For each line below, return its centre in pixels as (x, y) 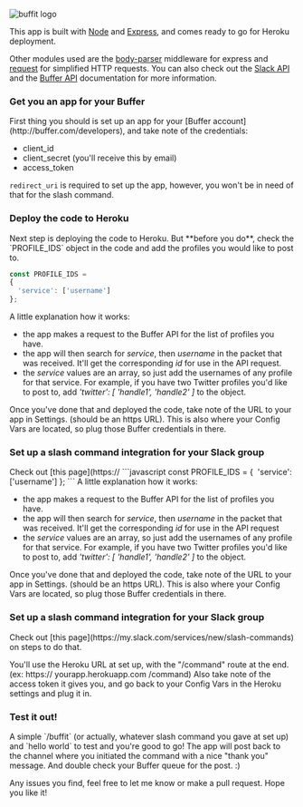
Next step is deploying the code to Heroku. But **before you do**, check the (152, 238)
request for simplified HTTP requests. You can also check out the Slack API (150, 68)
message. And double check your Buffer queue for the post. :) (125, 765)
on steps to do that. (46, 647)
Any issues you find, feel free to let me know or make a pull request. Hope (147, 783)
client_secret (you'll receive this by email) (99, 158)
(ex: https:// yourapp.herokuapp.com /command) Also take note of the (140, 674)
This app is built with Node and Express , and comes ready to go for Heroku (150, 31)
